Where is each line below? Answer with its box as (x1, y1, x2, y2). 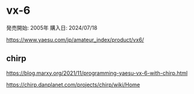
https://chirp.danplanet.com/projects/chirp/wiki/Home (6, 81, 140, 88)
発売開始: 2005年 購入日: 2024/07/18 (6, 24, 98, 31)
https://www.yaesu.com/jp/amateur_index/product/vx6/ (6, 36, 144, 43)
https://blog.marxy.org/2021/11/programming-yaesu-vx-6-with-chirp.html (6, 69, 188, 77)
